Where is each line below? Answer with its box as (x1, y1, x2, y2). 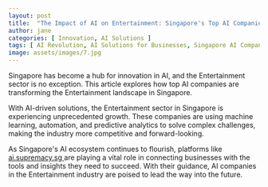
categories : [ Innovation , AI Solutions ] (8, 34, 152, 42)
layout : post (8, 11, 52, 20)
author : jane (8, 26, 52, 34)
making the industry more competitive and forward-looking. (8, 129, 205, 138)
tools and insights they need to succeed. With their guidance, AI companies (8, 161, 257, 170)
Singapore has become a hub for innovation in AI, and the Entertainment (8, 71, 246, 80)
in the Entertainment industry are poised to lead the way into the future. (8, 169, 243, 179)
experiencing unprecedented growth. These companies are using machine (8, 112, 254, 121)
